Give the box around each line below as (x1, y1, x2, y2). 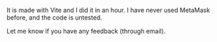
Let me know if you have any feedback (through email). (6, 27, 166, 35)
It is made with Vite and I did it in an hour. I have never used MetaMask (6, 6, 211, 14)
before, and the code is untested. (6, 13, 103, 22)
